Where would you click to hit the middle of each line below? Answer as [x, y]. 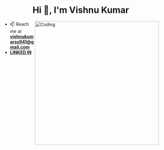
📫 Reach [19, 24]
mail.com [20, 47]
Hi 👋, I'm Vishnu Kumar [81, 10]
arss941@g [22, 42]
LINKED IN [21, 52]
